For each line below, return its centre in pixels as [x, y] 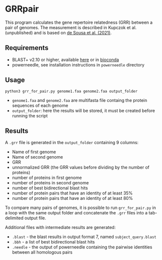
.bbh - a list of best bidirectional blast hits [53, 242]
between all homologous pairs [42, 252]
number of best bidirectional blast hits [50, 188]
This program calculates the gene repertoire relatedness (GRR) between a [79, 22]
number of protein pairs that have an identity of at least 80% [73, 198]
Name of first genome [34, 152]
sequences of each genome [40, 105]
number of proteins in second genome [50, 183]
